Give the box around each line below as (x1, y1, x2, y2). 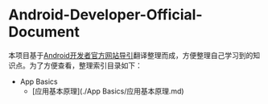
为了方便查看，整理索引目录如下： (29, 60, 142, 70)
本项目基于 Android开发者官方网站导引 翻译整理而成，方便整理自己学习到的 (8, 50, 254, 60)
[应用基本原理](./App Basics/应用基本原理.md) (31, 86, 184, 96)
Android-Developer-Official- (8, 6, 203, 24)
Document (8, 23, 80, 41)
